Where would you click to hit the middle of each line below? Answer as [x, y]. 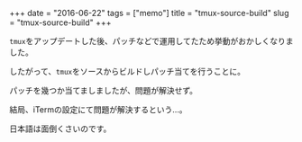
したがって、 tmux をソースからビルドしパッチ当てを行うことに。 [128, 71]
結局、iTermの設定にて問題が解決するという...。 [98, 110]
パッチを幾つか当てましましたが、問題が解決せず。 [104, 90]
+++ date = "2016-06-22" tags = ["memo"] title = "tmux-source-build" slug [149, 13]
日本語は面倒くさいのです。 [60, 129]
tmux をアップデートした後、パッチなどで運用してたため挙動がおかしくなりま [151, 41]
